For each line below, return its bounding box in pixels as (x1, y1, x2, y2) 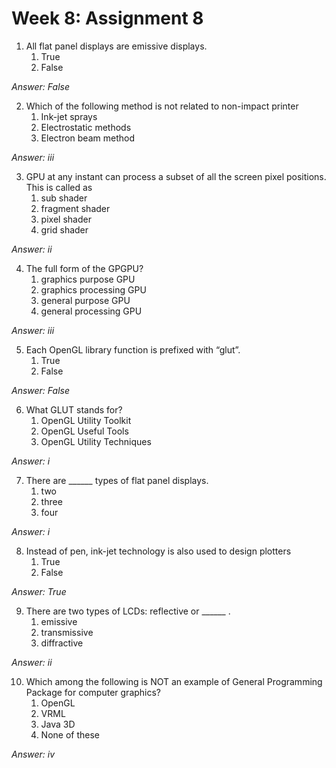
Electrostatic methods (40, 121, 132, 133)
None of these (40, 728, 100, 741)
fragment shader (40, 202, 111, 214)
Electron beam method (40, 132, 135, 144)
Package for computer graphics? (25, 686, 162, 698)
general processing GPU (40, 305, 143, 317)
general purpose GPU (40, 294, 131, 306)
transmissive (40, 626, 94, 638)
